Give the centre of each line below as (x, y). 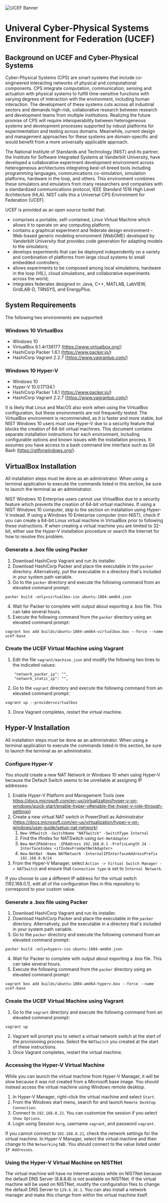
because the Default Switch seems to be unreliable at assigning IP (74, 780)
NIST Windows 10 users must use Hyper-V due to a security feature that (80, 424)
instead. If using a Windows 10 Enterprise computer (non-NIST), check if (85, 515)
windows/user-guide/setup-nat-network (54, 827)
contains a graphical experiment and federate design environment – (82, 230)
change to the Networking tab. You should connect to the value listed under (83, 1144)
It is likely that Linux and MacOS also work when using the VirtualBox (77, 408)
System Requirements (41, 305)
